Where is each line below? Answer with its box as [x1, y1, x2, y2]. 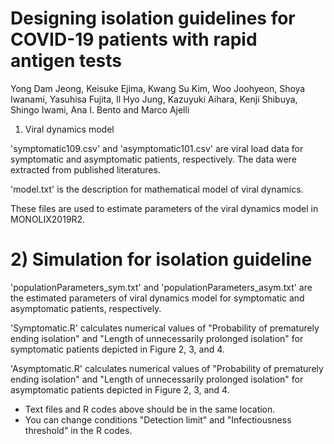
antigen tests [10, 50, 123, 72]
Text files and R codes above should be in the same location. [24, 403, 276, 415]
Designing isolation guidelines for [10, 7, 296, 30]
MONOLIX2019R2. [10, 213, 86, 225]
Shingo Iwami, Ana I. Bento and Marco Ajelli [10, 103, 190, 116]
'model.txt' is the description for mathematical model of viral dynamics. [10, 183, 304, 195]
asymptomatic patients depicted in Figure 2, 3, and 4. [10, 383, 230, 396]
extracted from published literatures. [10, 163, 161, 176]
